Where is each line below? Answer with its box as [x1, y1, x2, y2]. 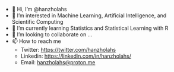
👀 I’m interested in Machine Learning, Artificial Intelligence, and [11, 12, 167, 19]
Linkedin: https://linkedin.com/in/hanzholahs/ [20, 52, 132, 60]
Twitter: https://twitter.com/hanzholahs [20, 46, 116, 53]
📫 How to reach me [11, 37, 61, 45]
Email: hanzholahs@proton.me [20, 59, 96, 65]
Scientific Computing [11, 18, 64, 25]
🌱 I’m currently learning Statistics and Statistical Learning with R [11, 24, 169, 32]
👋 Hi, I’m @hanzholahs [11, 6, 67, 12]
